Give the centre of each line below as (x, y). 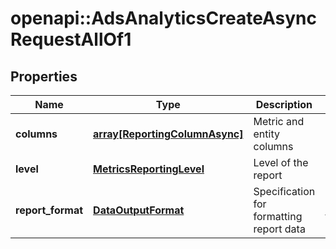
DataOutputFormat (139, 210)
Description (284, 104)
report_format (49, 210)
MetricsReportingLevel (149, 169)
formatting (278, 216)
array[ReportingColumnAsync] (168, 134)
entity (266, 134)
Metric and (279, 121)
